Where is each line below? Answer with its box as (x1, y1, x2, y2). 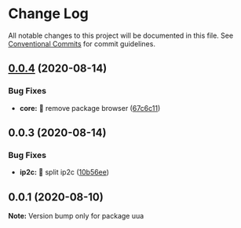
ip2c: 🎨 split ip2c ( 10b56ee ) (19, 167, 110, 177)
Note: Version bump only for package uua (8, 211, 144, 221)
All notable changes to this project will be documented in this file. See (8, 31, 234, 40)
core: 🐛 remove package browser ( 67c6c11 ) (19, 103, 161, 112)
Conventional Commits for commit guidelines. (8, 39, 155, 48)
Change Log (8, 5, 89, 23)
